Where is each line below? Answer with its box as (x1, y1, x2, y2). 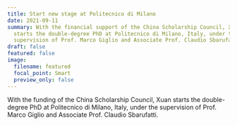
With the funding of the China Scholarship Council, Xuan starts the (7, 96, 201, 104)
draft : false (7, 43, 46, 50)
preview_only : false (13, 76, 74, 84)
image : (7, 57, 27, 64)
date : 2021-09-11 (7, 17, 59, 24)
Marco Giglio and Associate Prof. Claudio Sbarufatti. (7, 110, 159, 119)
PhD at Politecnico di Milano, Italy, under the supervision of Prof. (29, 103, 217, 112)
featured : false (7, 50, 55, 57)
